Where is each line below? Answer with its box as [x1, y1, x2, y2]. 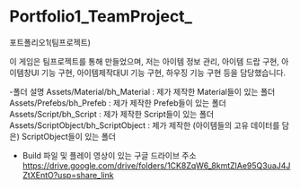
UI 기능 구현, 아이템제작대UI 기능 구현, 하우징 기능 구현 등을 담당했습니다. [31, 67, 286, 78]
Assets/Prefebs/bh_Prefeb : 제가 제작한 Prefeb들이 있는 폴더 [9, 97, 226, 108]
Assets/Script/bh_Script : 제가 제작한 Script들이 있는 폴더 [9, 108, 214, 119]
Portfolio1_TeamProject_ [9, 6, 193, 27]
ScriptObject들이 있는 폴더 [21, 131, 117, 142]
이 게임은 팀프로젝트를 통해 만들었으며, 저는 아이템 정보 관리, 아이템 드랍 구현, [9, 56, 280, 66]
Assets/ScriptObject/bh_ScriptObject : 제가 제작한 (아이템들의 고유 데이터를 [9, 119, 280, 131]
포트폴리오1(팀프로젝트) [9, 37, 92, 47]
